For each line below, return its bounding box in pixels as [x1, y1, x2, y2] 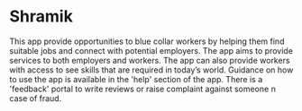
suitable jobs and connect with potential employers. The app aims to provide [9, 45, 293, 55]
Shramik [9, 6, 74, 27]
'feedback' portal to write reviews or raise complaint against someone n [9, 83, 277, 94]
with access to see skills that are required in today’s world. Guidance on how [9, 64, 294, 75]
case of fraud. [9, 92, 62, 104]
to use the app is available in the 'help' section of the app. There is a [9, 73, 263, 84]
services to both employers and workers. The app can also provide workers [9, 55, 290, 65]
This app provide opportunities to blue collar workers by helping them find [9, 36, 285, 47]
